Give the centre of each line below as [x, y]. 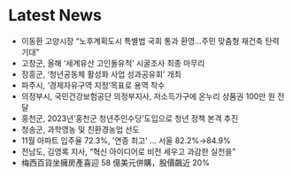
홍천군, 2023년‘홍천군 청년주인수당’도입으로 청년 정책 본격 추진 [130, 118]
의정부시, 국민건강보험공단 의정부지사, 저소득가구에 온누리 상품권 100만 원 [148, 96]
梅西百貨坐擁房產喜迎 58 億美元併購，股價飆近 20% [115, 162]
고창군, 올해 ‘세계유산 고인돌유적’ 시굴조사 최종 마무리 [113, 63]
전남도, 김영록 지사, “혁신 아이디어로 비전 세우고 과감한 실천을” [128, 151]
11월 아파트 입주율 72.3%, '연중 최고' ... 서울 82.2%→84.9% [126, 140]
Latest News [55, 15]
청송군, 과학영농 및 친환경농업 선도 [80, 129]
